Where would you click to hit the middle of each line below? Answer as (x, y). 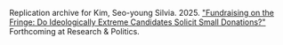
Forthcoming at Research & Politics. (74, 31)
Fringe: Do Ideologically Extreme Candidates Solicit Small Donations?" (137, 22)
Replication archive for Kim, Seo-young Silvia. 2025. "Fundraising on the (141, 13)
